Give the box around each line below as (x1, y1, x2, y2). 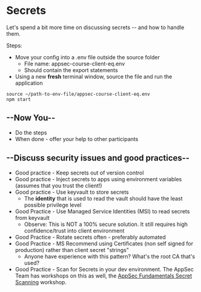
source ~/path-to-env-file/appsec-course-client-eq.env (6, 91, 150, 97)
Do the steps (15, 128, 47, 136)
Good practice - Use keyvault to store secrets (15, 188, 129, 196)
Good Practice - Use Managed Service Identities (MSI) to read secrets (15, 207, 190, 215)
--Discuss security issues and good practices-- (6, 153, 189, 164)
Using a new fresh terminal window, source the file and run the (15, 73, 173, 80)
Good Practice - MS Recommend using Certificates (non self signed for (15, 240, 194, 247)
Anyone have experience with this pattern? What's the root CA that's (24, 253, 196, 260)
